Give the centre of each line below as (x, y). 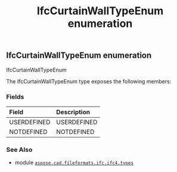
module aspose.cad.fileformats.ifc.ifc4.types (74, 162)
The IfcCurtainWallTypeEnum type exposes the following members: (89, 81)
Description (73, 112)
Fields (15, 96)
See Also (19, 149)
